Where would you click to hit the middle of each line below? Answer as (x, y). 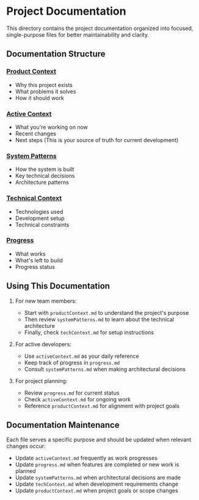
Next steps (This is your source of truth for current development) (97, 140)
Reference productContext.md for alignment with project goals (102, 406)
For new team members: (46, 301)
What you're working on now (52, 127)
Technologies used (39, 211)
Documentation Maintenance (63, 425)
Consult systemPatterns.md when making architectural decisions (105, 369)
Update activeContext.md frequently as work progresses (86, 458)
